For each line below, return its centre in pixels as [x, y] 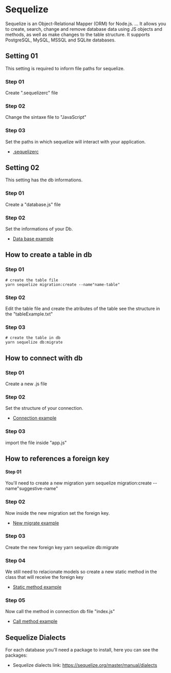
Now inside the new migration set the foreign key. [58, 513]
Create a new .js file [26, 384]
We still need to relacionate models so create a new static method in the [81, 572]
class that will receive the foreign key [44, 577]
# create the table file [32, 280]
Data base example [33, 239]
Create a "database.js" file [33, 204]
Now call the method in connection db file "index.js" [60, 612]
